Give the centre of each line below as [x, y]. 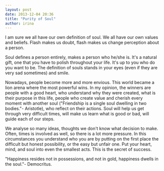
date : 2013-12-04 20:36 [29, 14]
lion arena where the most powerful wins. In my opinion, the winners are [78, 88]
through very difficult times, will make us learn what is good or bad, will [77, 114]
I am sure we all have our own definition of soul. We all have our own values [82, 37]
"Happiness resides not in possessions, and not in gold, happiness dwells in [82, 159]
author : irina [20, 23]
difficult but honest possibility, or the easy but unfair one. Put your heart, [79, 144]
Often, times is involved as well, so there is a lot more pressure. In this [76, 134]
